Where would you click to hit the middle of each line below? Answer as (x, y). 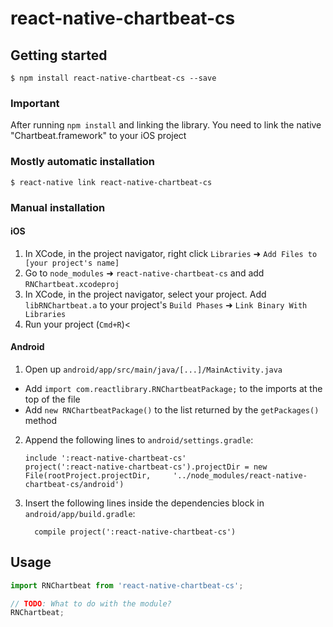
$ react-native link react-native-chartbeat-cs (111, 182)
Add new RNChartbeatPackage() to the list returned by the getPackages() (172, 409)
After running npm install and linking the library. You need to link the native (166, 125)
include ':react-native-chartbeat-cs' (105, 458)
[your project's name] (72, 263)
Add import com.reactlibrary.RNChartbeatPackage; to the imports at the (173, 388)
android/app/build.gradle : (80, 513)
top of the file (52, 399)
